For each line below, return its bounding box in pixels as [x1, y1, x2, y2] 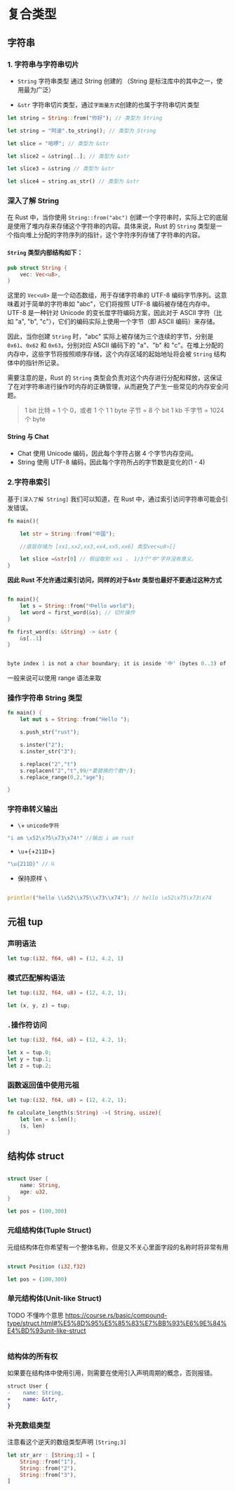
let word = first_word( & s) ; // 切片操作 [20, 609, 135, 616]
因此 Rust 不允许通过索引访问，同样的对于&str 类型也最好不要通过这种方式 [7, 576, 222, 584]
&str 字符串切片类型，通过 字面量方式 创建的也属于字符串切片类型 [17, 100, 200, 109]
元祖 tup [7, 916, 43, 928]
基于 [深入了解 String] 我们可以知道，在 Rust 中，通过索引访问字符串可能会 [7, 494, 222, 503]
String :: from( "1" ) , [20, 1458, 77, 1465]
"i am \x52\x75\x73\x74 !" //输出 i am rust [7, 834, 135, 841]
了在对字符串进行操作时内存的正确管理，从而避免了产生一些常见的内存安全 [7, 383, 222, 391]
